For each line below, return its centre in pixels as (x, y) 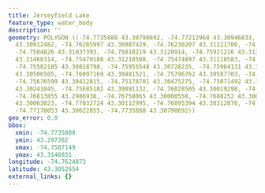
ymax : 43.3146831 (44, 154)
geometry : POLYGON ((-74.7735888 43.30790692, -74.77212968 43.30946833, (132, 37)
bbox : (17, 125)
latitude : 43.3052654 (44, 169)
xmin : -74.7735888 (46, 132)
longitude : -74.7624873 (47, 162)
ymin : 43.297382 (42, 140)
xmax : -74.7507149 (46, 147)
